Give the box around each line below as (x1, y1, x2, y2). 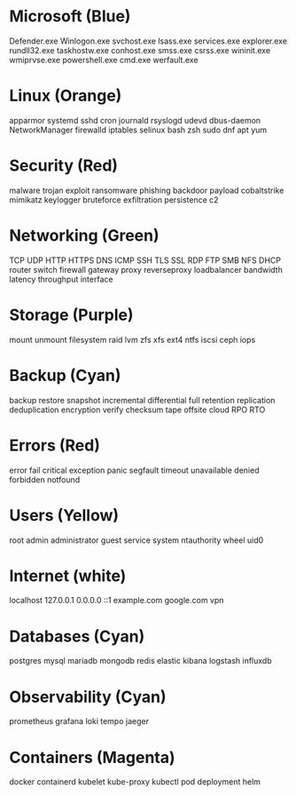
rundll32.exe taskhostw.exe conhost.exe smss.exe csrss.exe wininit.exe (9, 44, 271, 55)
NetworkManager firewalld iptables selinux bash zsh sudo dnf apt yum (9, 124, 268, 135)
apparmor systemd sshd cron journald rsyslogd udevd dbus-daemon (9, 115, 261, 125)
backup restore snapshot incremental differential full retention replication (9, 394, 276, 405)
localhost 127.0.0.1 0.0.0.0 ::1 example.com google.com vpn (9, 595, 224, 606)
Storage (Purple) (9, 305, 134, 325)
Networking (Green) (9, 226, 160, 245)
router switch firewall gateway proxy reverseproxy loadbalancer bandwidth (9, 264, 284, 275)
